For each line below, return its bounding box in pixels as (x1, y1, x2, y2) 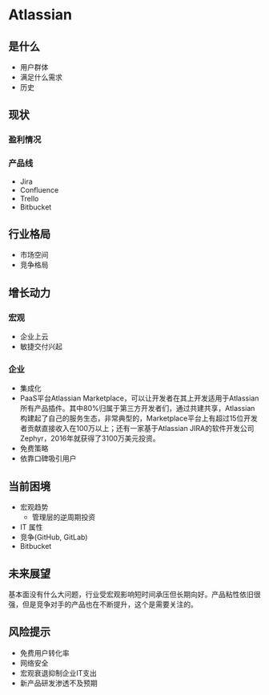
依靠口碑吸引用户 (19, 453, 77, 463)
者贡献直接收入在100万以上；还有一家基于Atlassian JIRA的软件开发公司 (19, 424, 255, 433)
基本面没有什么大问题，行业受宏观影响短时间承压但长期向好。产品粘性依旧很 (8, 590, 261, 599)
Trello (19, 193, 39, 203)
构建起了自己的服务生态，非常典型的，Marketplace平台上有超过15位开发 (19, 413, 258, 423)
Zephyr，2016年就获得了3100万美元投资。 (19, 433, 160, 443)
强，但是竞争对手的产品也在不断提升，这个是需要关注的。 (8, 599, 198, 609)
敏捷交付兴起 (19, 342, 62, 352)
